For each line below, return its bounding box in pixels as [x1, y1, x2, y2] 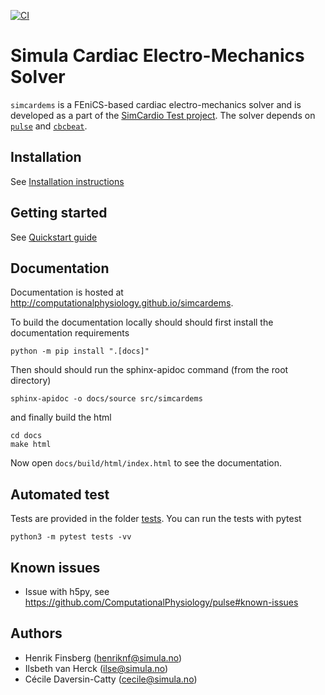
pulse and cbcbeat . [10, 120, 88, 132]
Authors [10, 625, 63, 642]
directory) [10, 375, 52, 387]
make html [10, 440, 52, 450]
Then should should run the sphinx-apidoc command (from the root [10, 364, 289, 376]
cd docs [10, 431, 43, 441]
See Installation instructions [10, 175, 125, 187]
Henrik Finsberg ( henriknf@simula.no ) [24, 651, 183, 664]
